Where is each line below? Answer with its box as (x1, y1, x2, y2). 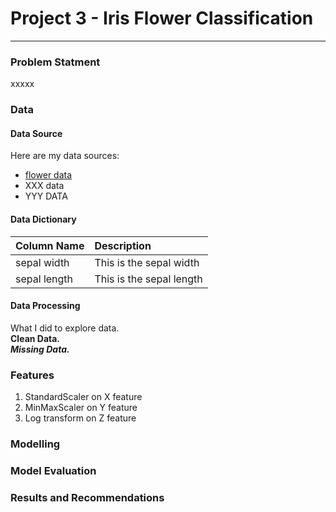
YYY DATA (24, 190, 68, 202)
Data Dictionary (10, 213, 77, 225)
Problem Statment (10, 55, 101, 69)
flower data (24, 169, 73, 181)
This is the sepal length (94, 272, 203, 286)
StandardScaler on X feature (24, 391, 143, 403)
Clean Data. (10, 332, 61, 344)
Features (10, 368, 55, 382)
